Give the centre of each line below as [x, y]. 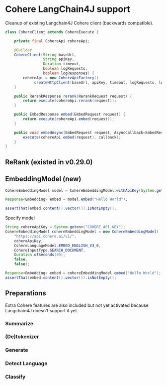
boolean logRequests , [65, 69]
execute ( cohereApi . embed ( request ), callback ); [72, 137]
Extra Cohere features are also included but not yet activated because [77, 305]
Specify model [20, 218]
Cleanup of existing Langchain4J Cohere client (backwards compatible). [79, 23]
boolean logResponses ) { [69, 73]
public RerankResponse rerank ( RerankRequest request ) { [73, 96]
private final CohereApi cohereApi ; [52, 41]
